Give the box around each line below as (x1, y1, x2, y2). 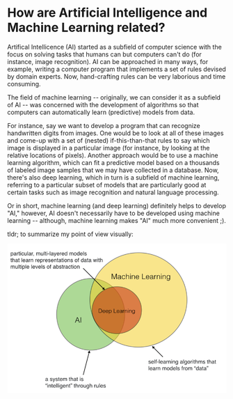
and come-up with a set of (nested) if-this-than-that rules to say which (7, 136, 210, 144)
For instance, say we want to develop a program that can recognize (7, 121, 200, 130)
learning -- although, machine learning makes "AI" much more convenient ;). (7, 216, 226, 224)
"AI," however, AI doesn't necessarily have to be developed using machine (7, 209, 220, 217)
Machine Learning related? (7, 19, 166, 36)
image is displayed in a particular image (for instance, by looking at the (7, 143, 210, 152)
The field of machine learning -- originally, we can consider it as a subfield (7, 93, 221, 102)
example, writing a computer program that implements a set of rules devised (7, 65, 226, 73)
